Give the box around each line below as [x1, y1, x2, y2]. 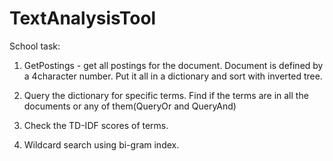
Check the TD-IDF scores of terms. [23, 119, 169, 131]
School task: [9, 40, 61, 52]
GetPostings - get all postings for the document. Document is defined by [23, 59, 324, 71]
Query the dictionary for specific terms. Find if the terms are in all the [23, 89, 309, 101]
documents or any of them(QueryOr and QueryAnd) [23, 100, 237, 112]
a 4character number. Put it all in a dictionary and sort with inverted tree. [23, 70, 323, 82]
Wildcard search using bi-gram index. [23, 138, 180, 151]
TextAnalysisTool [9, 7, 157, 30]
